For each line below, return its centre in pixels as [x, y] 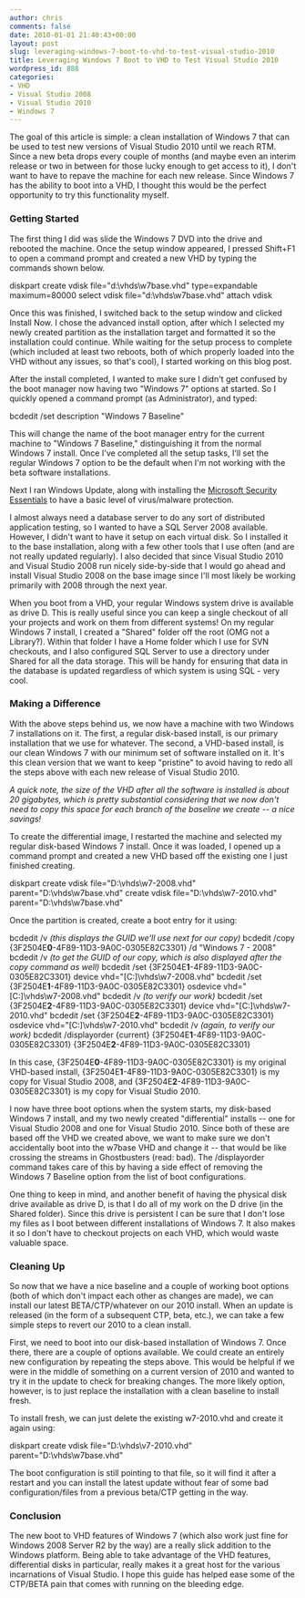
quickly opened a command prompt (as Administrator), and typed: [133, 398]
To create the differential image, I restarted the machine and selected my [146, 836]
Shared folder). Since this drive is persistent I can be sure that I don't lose [147, 1213]
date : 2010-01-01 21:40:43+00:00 [73, 35]
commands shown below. [57, 268]
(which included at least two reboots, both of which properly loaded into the [152, 351]
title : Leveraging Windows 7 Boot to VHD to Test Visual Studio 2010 [144, 60]
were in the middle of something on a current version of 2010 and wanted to [152, 1372]
